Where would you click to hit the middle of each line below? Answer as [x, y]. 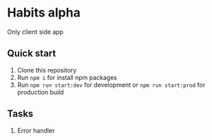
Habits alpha [44, 13]
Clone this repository [47, 70]
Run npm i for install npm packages [67, 77]
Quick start [32, 53]
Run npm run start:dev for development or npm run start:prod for [111, 85]
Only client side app [35, 32]
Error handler [36, 130]
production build [40, 92]
